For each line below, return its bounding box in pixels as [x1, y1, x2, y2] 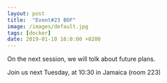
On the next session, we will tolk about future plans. [7, 55, 156, 63]
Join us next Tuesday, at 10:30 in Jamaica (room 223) [7, 68, 161, 77]
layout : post [7, 10, 45, 17]
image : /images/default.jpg [7, 23, 89, 30]
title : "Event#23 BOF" [7, 17, 77, 24]
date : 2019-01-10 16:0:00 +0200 [7, 36, 101, 43]
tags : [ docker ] [7, 29, 51, 37]
